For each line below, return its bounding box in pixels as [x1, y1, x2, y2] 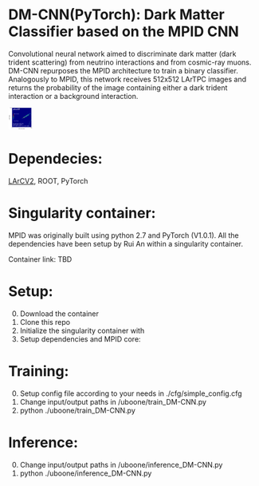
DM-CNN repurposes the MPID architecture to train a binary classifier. [8, 65, 239, 75]
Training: [8, 362, 69, 380]
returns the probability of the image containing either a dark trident [8, 82, 228, 93]
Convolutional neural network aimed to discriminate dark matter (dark [8, 49, 237, 58]
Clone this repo [19, 317, 70, 326]
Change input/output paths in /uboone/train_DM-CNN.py [19, 397, 207, 406]
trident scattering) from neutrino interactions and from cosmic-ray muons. [8, 57, 252, 67]
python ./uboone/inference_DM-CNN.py [19, 468, 152, 478]
